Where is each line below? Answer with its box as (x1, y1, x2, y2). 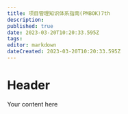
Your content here (7, 100, 58, 108)
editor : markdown (7, 42, 57, 48)
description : (7, 16, 44, 23)
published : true (7, 23, 53, 29)
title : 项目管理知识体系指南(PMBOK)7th (7, 10, 111, 17)
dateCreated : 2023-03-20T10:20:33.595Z (7, 48, 121, 55)
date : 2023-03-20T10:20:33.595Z (7, 29, 99, 36)
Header (7, 78, 50, 93)
